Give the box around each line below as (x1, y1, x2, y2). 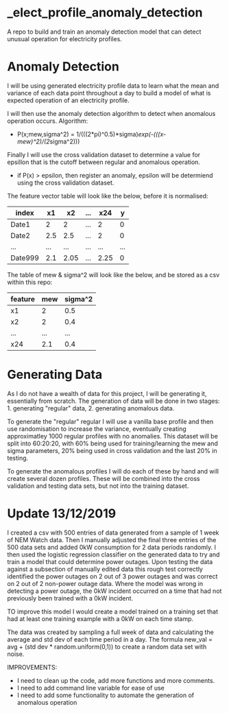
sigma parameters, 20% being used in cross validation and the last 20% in (7, 446, 217, 454)
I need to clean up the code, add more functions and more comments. (16, 676, 215, 684)
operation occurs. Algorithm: (7, 117, 88, 125)
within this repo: (7, 278, 53, 286)
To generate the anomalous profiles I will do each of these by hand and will (7, 467, 219, 475)
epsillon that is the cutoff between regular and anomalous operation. (7, 158, 201, 166)
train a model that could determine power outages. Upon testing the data (7, 557, 213, 565)
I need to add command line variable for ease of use (16, 683, 165, 692)
